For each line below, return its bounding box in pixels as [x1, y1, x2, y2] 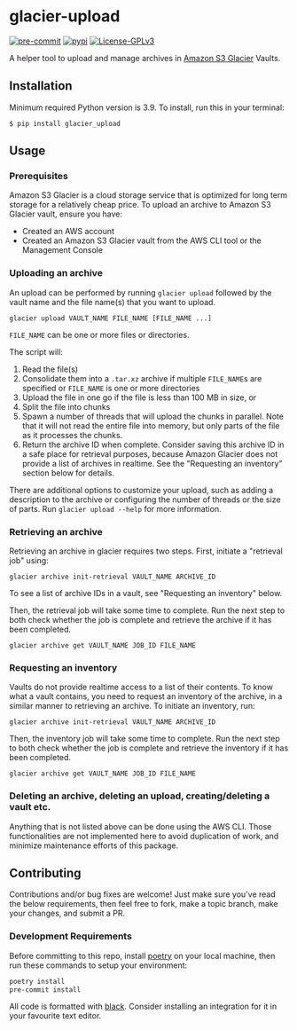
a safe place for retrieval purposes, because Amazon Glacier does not [21, 448, 278, 459]
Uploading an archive [9, 267, 104, 279]
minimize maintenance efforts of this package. [9, 840, 179, 851]
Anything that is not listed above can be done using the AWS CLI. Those [9, 821, 272, 831]
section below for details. [21, 468, 115, 478]
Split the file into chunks [21, 401, 111, 412]
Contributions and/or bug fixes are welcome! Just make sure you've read [9, 889, 277, 900]
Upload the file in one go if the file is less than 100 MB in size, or [21, 392, 257, 403]
